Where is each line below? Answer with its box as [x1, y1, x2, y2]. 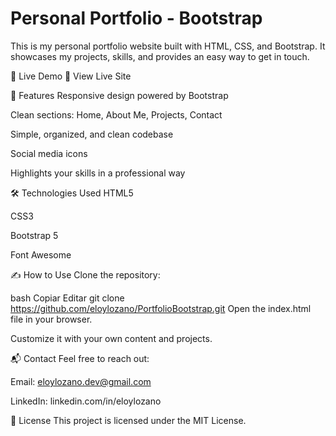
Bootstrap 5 [10, 229, 59, 241]
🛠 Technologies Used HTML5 [10, 187, 134, 199]
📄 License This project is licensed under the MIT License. [10, 414, 247, 426]
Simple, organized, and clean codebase [10, 128, 174, 140]
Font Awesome [10, 248, 72, 261]
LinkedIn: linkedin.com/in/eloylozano [10, 395, 162, 407]
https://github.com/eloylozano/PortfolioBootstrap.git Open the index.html [10, 302, 312, 314]
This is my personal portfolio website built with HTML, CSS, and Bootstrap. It [10, 40, 326, 52]
